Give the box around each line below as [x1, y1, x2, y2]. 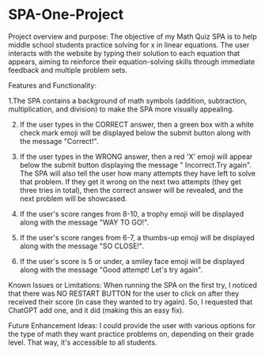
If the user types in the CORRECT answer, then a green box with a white [19, 119, 255, 129]
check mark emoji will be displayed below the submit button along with [19, 128, 251, 138]
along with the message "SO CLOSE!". [19, 241, 145, 251]
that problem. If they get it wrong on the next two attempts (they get [19, 176, 241, 187]
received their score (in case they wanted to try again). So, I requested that [8, 296, 253, 306]
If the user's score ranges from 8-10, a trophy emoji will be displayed [19, 209, 244, 218]
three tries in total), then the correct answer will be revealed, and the [19, 185, 244, 194]
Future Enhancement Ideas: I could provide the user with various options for [8, 320, 256, 330]
